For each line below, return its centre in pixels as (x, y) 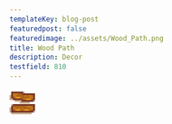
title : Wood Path (42, 48)
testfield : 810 (38, 67)
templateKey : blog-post (54, 19)
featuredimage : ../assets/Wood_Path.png (87, 38)
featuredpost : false (48, 29)
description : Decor (46, 57)
